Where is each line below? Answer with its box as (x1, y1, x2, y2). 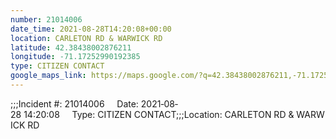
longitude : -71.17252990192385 (10, 52, 141, 62)
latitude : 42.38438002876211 (10, 42, 132, 53)
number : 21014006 (10, 14, 83, 25)
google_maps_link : (10, 71, 87, 81)
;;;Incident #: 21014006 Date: (10, 97, 139, 110)
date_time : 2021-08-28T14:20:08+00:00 (10, 24, 172, 34)
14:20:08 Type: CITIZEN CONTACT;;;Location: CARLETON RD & (23, 108, 295, 120)
